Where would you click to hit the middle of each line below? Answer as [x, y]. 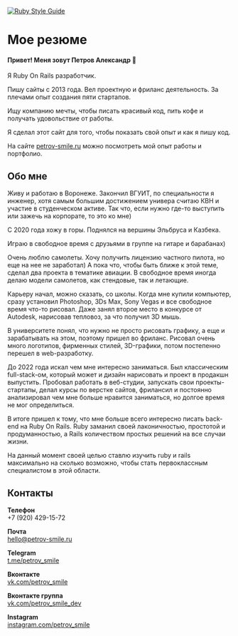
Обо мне [27, 176]
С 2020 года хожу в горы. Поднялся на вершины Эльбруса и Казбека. [114, 230]
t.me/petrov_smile [33, 560]
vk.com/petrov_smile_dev [44, 603]
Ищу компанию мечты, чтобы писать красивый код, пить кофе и [106, 111]
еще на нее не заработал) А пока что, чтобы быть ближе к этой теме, [113, 265]
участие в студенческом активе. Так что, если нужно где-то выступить [116, 209]
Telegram [22, 553]
